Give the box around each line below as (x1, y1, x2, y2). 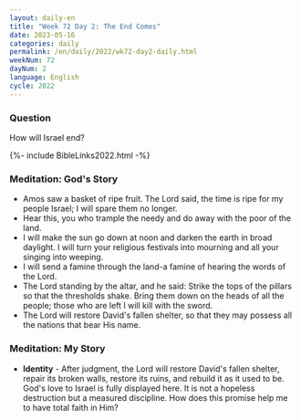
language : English (9, 73, 79, 82)
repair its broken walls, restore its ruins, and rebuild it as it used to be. (22, 373, 285, 383)
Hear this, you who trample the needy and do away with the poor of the (22, 213, 292, 224)
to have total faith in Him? (22, 402, 119, 413)
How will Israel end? (9, 131, 85, 142)
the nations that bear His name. (22, 320, 141, 331)
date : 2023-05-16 (9, 30, 76, 39)
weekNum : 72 (9, 56, 55, 65)
